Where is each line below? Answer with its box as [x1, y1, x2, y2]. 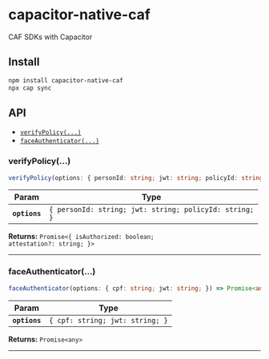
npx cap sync [8, 84, 52, 92]
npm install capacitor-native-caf [8, 76, 124, 85]
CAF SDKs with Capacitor [8, 32, 93, 42]
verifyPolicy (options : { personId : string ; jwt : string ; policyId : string [8, 174, 263, 181]
